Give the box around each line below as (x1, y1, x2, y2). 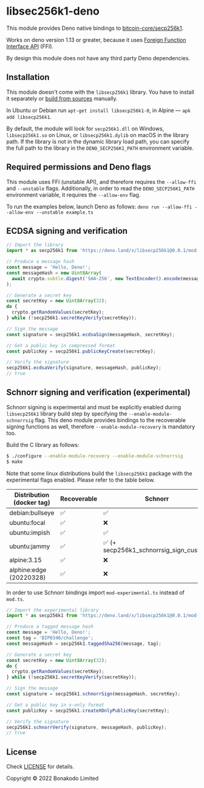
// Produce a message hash (6, 259, 75, 265)
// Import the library (6, 242, 64, 248)
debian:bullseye (9, 508, 55, 517)
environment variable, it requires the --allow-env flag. (6, 191, 141, 199)
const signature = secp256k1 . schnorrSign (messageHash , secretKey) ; (6, 691, 181, 697)
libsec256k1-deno (6, 4, 100, 18)
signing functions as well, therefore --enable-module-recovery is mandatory (6, 423, 195, 430)
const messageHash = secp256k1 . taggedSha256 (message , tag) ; (6, 641, 162, 647)
